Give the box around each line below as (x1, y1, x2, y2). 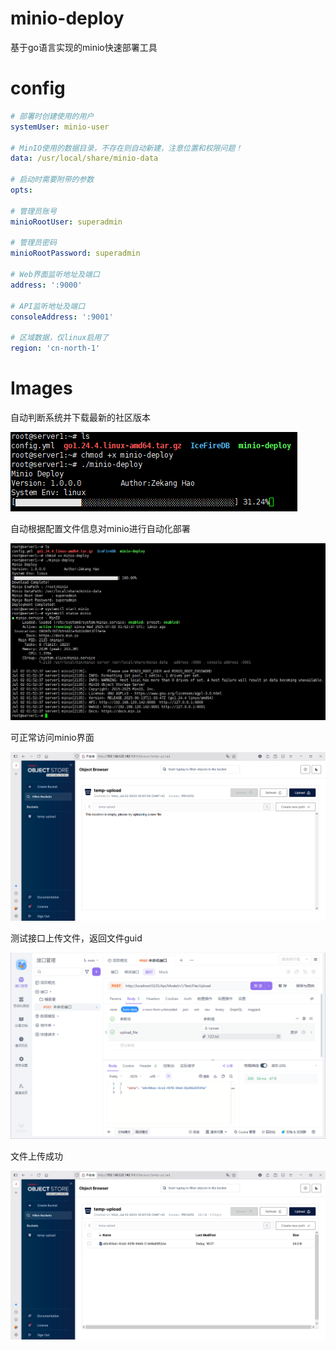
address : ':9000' (10, 280, 83, 290)
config (10, 77, 66, 100)
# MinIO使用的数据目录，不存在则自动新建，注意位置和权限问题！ (10, 143, 243, 153)
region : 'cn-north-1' (10, 343, 101, 354)
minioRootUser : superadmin (10, 217, 123, 227)
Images (10, 377, 73, 400)
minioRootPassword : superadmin (10, 248, 141, 259)
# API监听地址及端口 (10, 301, 86, 311)
